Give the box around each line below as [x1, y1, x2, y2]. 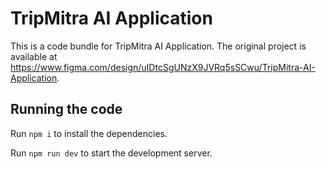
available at [10, 50, 58, 62]
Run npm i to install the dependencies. [10, 127, 168, 139]
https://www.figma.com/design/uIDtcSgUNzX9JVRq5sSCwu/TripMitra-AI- [10, 61, 316, 73]
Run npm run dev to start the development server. [10, 147, 213, 159]
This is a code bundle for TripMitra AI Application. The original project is [10, 40, 307, 52]
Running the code [10, 101, 123, 118]
